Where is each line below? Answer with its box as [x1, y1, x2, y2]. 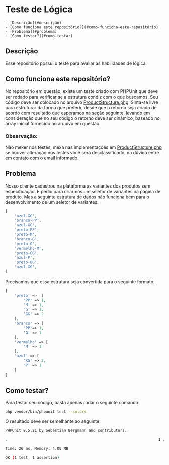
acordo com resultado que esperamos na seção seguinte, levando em [5, 110, 150, 116]
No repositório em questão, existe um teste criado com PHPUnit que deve [5, 88, 158, 94]
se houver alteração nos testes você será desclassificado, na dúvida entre [5, 149, 159, 155]
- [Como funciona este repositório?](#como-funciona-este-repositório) [5, 24, 158, 30]
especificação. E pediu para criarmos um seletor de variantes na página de [5, 188, 161, 194]
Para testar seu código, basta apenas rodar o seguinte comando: [5, 400, 140, 406]
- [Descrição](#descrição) [5, 20, 62, 25]
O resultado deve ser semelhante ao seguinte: [5, 418, 101, 424]
